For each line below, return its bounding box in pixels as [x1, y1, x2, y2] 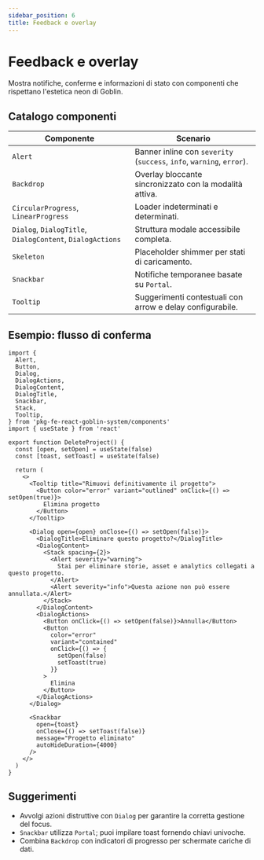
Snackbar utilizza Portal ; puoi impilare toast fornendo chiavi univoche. [19, 827, 246, 837]
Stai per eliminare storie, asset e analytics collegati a [57, 563, 255, 571]
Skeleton [12, 252, 45, 262]
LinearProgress [12, 212, 69, 221]
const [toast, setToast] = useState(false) [15, 453, 159, 461]
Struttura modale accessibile [134, 224, 241, 235]
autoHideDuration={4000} [36, 741, 118, 749]
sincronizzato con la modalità [134, 178, 244, 189]
